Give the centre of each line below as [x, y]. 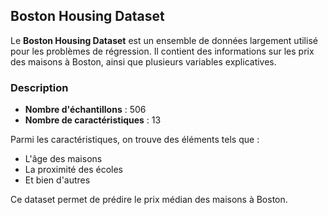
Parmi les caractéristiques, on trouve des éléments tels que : [135, 140]
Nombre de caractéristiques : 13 [93, 120]
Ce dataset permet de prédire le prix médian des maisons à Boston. [149, 200]
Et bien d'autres [57, 180]
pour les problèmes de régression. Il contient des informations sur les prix [162, 51]
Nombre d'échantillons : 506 [85, 110]
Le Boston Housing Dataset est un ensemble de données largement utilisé [164, 40]
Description [39, 87]
